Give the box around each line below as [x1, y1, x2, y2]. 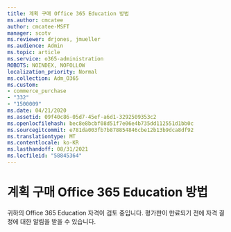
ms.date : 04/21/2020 [7, 107, 67, 114]
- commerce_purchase [7, 88, 67, 94]
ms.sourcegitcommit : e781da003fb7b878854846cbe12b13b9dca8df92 [7, 126, 194, 133]
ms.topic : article [7, 49, 60, 56]
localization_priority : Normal [7, 68, 98, 75]
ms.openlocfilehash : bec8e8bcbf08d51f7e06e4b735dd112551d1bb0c [7, 119, 194, 127]
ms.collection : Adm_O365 [7, 74, 79, 82]
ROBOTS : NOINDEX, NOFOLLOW [7, 62, 85, 69]
